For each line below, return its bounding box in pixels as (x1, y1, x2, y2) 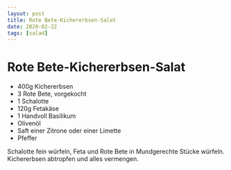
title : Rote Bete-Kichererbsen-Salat (7, 17, 117, 24)
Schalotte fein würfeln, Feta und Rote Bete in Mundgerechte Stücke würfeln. (7, 147, 225, 156)
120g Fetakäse (17, 105, 59, 113)
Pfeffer (17, 134, 37, 142)
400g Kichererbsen (17, 83, 74, 91)
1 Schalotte (17, 97, 49, 105)
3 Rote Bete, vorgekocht (17, 90, 87, 98)
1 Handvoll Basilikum (17, 112, 76, 120)
